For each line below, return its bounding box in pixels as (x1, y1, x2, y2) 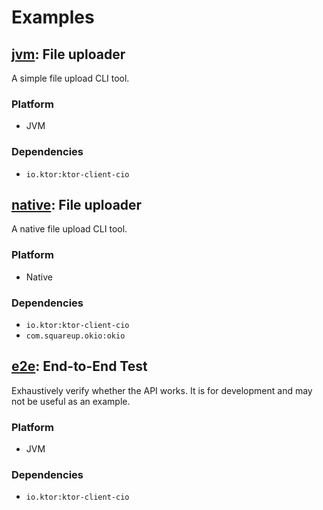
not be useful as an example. (11, 395, 131, 407)
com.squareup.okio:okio (25, 331, 126, 341)
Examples (11, 6, 95, 29)
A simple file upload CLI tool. (11, 72, 130, 84)
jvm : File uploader (11, 46, 126, 63)
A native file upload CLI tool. (11, 223, 128, 235)
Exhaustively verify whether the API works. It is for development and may (11, 384, 313, 396)
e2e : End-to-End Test (11, 358, 148, 375)
